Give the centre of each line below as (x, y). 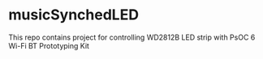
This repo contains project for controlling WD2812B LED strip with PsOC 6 (132, 37)
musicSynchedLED (74, 15)
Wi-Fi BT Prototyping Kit (49, 45)
